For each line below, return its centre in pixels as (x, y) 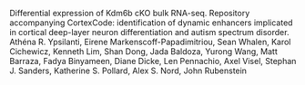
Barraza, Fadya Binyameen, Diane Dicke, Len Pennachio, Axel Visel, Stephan (153, 61)
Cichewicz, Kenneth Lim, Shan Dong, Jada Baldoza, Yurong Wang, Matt (143, 52)
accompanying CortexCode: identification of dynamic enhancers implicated (151, 23)
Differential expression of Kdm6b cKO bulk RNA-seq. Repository (130, 13)
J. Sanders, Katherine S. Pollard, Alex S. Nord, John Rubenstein (128, 71)
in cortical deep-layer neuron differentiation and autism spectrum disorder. (149, 32)
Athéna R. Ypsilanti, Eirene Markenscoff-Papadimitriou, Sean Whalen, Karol (150, 42)
